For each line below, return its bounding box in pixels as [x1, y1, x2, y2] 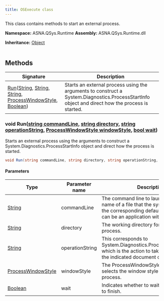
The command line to [102, 195, 150, 202]
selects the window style [102, 267, 159, 274]
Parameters [5, 168, 29, 174]
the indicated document [102, 254, 156, 260]
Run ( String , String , [7, 85, 50, 91]
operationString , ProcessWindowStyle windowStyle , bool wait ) [5, 127, 158, 133]
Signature [21, 73, 45, 80]
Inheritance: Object [5, 40, 45, 45]
